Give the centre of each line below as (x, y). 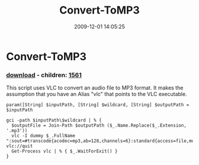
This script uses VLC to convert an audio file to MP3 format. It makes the (95, 88)
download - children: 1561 (44, 75)
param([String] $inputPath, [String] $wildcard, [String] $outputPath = (98, 105)
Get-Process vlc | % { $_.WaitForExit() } (65, 151)
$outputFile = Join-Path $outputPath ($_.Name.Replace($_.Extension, (99, 126)
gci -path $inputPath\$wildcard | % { (54, 121)
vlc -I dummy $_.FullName (44, 136)
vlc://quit (20, 146)
